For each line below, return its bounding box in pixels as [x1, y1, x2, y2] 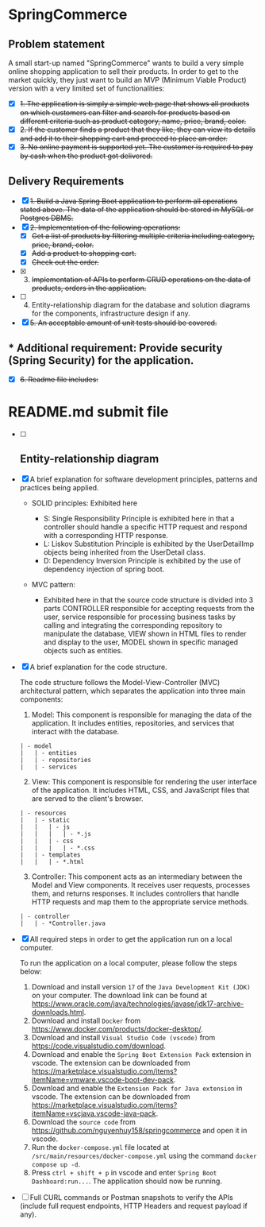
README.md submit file [8, 403, 169, 421]
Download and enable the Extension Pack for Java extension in [31, 1083, 243, 1093]
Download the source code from [31, 1117, 136, 1126]
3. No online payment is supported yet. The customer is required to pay [19, 142, 254, 152]
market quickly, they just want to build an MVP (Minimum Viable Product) [8, 75, 248, 84]
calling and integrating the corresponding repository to [43, 620, 223, 629]
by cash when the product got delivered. [19, 151, 153, 161]
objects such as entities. [43, 645, 123, 655]
